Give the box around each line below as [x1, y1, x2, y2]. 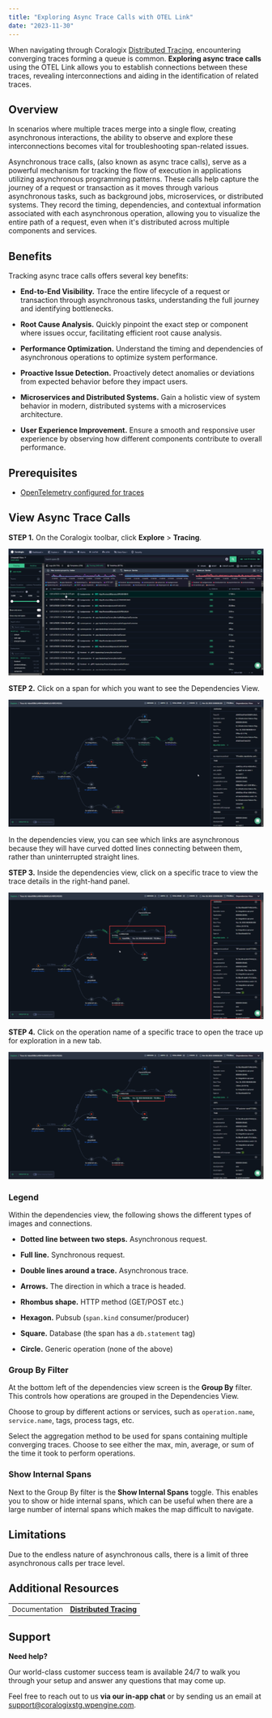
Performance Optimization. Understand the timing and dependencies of [19, 344, 263, 354]
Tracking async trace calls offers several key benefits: [8, 271, 189, 281]
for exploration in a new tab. [8, 1036, 103, 1046]
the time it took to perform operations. [8, 1448, 136, 1458]
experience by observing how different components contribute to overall [19, 434, 262, 444]
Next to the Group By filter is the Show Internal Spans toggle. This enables [8, 1487, 259, 1497]
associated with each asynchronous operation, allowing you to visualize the [8, 209, 261, 219]
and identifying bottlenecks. [19, 304, 114, 313]
